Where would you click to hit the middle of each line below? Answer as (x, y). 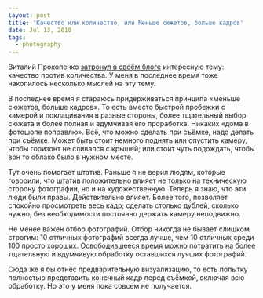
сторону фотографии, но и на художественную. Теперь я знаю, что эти (127, 189)
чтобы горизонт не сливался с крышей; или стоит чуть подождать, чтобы (131, 149)
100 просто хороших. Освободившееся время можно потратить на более (132, 246)
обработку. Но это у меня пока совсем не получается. (100, 286)
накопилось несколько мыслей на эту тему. (82, 84)
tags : (17, 37)
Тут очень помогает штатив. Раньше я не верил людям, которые (117, 173)
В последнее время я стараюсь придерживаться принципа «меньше (124, 99)
